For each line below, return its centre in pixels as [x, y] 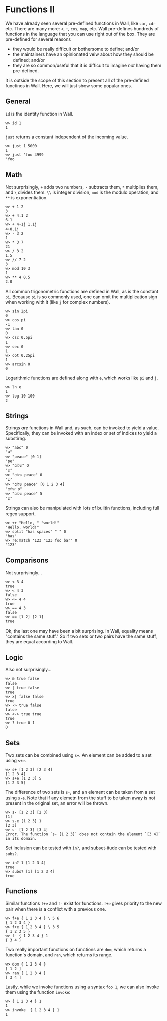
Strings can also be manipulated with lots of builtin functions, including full [82, 508]
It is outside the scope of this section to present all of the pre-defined [77, 80]
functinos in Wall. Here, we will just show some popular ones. [69, 86]
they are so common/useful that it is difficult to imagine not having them [87, 65]
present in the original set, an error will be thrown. [57, 803]
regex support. [21, 514]
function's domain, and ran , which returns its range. [59, 955]
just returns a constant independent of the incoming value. [67, 137]
